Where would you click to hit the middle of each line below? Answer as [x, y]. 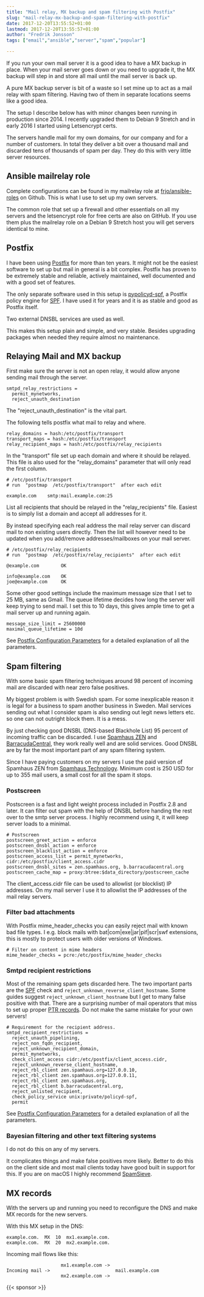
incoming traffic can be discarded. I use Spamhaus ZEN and [82, 737]
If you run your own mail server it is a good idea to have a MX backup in [97, 63]
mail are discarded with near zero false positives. [68, 687]
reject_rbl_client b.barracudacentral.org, [68, 1086]
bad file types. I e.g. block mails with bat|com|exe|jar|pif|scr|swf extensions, [102, 932]
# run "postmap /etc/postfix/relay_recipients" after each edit [94, 555]
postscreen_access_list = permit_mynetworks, [65, 856]
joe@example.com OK [37, 582]
